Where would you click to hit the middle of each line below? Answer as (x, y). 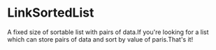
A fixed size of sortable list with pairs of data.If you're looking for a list (108, 32)
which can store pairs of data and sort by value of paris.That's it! (100, 39)
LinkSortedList (51, 13)
